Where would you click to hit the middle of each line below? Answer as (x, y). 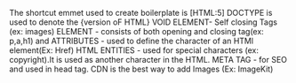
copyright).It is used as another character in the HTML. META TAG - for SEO (148, 60)
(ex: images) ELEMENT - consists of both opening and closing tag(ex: (136, 31)
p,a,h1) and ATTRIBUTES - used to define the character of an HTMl (132, 41)
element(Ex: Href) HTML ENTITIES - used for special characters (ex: (134, 50)
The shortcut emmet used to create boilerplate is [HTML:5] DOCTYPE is (141, 13)
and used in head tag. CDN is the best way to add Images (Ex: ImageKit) (141, 69)
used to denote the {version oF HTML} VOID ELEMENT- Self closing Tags (144, 22)
